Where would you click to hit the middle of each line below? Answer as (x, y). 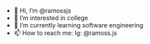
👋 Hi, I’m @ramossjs (42, 11)
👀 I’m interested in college (51, 18)
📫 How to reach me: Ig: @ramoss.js (65, 33)
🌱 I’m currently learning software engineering (78, 25)
